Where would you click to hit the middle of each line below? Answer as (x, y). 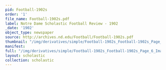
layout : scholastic (25, 55)
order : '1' (16, 14)
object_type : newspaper (30, 33)
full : (11, 51)
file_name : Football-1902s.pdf (37, 19)
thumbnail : (16, 42)
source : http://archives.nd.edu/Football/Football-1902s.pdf (69, 37)
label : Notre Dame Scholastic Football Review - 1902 (62, 23)
